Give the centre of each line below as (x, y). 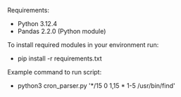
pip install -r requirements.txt (60, 58)
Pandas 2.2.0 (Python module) (62, 31)
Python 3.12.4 (37, 24)
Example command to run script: (55, 72)
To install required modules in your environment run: (83, 45)
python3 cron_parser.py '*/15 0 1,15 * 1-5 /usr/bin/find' (96, 86)
